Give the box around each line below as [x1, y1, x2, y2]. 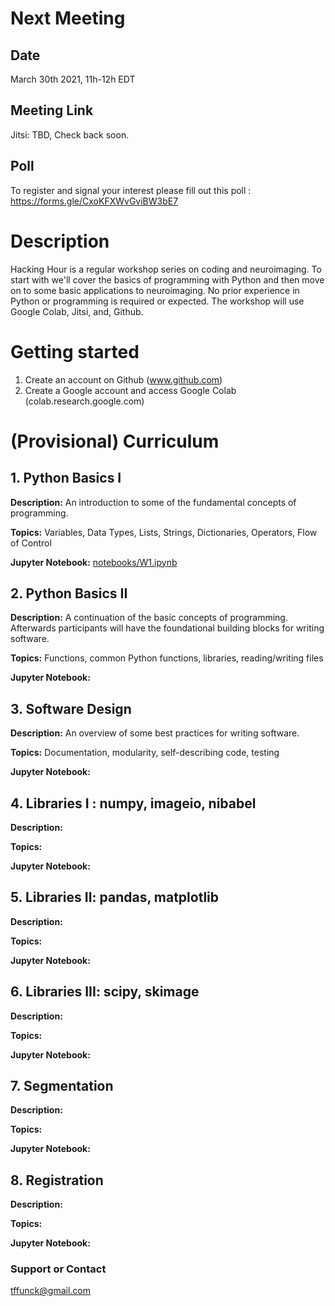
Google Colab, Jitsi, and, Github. [10, 305, 144, 317]
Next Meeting [10, 7, 126, 30]
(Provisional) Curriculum [10, 430, 220, 452]
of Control [10, 537, 52, 549]
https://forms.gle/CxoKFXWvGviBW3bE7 [10, 195, 179, 207]
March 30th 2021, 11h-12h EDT [10, 73, 136, 85]
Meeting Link [10, 102, 94, 119]
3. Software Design [10, 700, 132, 717]
